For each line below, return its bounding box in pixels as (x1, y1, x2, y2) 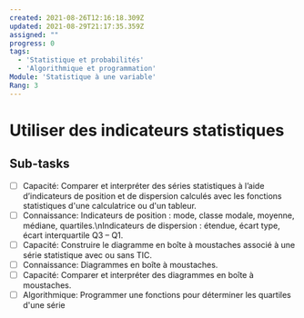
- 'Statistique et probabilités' (17, 55, 145, 65)
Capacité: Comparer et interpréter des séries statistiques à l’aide (22, 180, 265, 191)
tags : (9, 47, 30, 56)
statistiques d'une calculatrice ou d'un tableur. (22, 200, 198, 211)
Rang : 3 (9, 81, 39, 90)
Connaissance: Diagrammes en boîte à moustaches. (22, 259, 218, 270)
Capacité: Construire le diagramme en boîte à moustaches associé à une (22, 239, 296, 250)
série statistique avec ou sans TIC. (22, 249, 153, 260)
